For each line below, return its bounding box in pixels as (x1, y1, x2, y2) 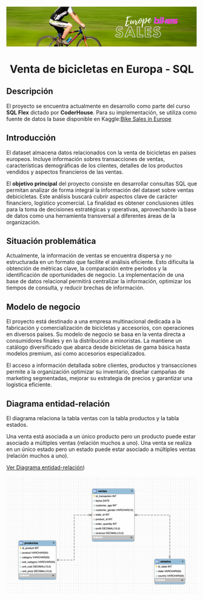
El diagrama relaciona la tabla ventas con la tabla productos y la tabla (6, 415, 179, 422)
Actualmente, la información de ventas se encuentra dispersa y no (6, 252, 172, 259)
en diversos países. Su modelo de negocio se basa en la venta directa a (6, 331, 186, 338)
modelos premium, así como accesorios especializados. (6, 350, 147, 357)
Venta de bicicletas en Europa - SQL (9, 62, 195, 76)
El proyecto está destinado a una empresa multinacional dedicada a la (6, 318, 181, 325)
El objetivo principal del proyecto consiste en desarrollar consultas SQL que (6, 180, 198, 187)
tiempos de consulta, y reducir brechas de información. (6, 284, 145, 291)
